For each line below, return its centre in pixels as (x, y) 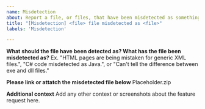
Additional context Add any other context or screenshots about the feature (101, 94)
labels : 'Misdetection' (37, 29)
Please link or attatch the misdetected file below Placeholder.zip (89, 82)
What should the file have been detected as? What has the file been (94, 51)
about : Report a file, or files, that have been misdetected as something (103, 18)
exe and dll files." (28, 71)
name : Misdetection (31, 12)
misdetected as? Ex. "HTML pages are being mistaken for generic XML (96, 58)
